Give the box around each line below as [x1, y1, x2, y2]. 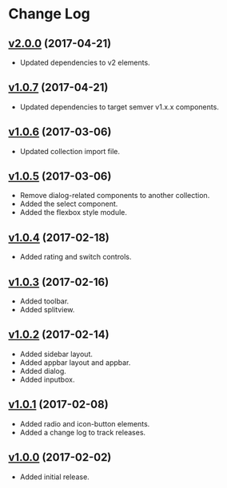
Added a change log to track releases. [19, 427, 146, 437]
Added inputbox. [19, 375, 75, 384]
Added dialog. [19, 366, 66, 375]
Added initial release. [19, 472, 90, 482]
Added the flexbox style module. [19, 208, 128, 217]
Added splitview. [19, 305, 75, 315]
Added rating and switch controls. [19, 252, 132, 262]
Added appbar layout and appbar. [19, 357, 131, 367]
